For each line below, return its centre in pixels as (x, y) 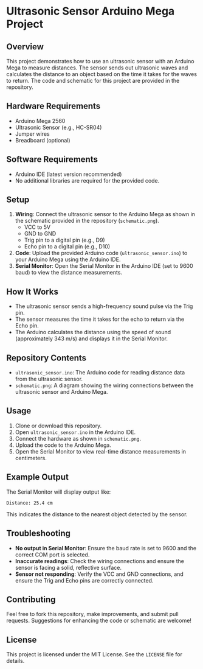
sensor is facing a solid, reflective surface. (68, 567)
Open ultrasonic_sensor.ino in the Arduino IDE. (75, 432)
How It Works (33, 291)
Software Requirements (52, 159)
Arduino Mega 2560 (40, 121)
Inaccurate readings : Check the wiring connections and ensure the (99, 561)
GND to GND (40, 234)
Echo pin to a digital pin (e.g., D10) (67, 247)
